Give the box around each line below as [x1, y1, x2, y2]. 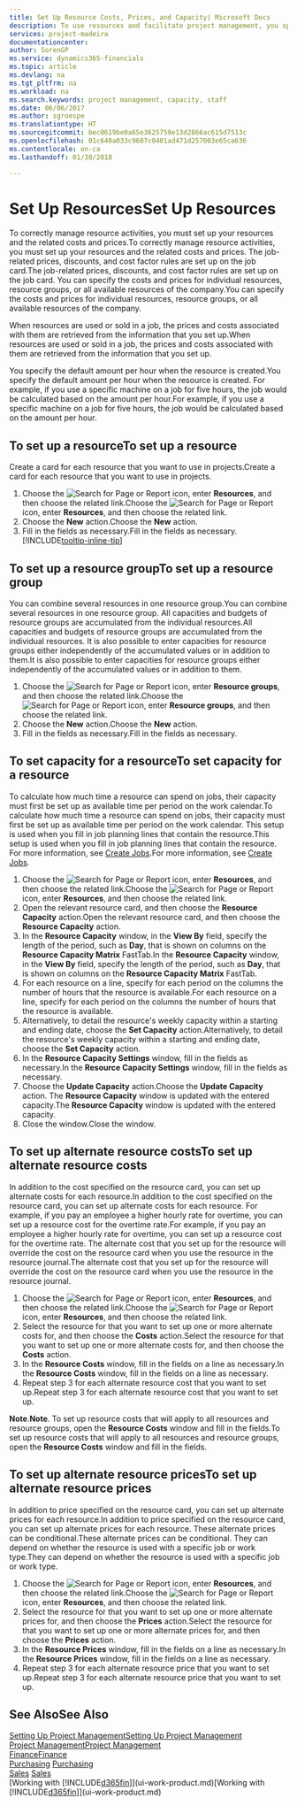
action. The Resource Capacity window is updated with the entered [21, 1090, 270, 1101]
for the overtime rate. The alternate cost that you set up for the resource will [9, 1238, 286, 1249]
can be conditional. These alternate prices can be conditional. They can [9, 1533, 268, 1543]
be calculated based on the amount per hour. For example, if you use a [9, 394, 265, 404]
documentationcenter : [9, 37, 89, 47]
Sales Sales [9, 1768, 51, 1779]
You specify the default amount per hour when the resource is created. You [9, 365, 281, 376]
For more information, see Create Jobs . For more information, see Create [9, 847, 273, 858]
